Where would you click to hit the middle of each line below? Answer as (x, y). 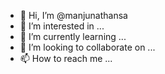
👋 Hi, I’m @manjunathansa (73, 15)
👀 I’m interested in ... (62, 26)
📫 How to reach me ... (66, 58)
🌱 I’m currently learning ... (73, 36)
